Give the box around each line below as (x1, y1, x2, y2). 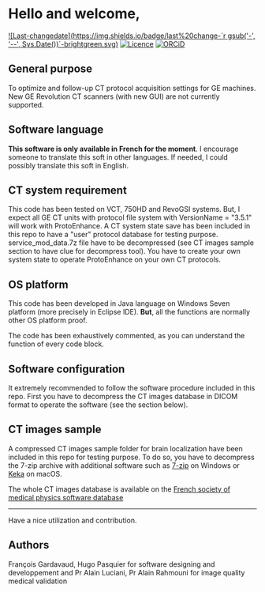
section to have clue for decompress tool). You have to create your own (8, 247, 241, 256)
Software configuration (8, 362, 125, 375)
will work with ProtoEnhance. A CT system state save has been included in (8, 221, 251, 231)
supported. (8, 100, 44, 109)
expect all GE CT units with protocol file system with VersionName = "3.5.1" (8, 213, 252, 222)
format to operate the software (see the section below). (8, 400, 188, 409)
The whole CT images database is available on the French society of (8, 484, 231, 494)
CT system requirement (8, 183, 128, 197)
